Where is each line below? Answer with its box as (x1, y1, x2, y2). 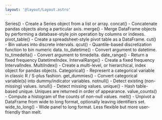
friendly (5, 109, 21, 115)
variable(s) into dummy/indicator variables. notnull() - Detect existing (5, 78, 143, 84)
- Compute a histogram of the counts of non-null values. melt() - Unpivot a (5, 94, 155, 99)
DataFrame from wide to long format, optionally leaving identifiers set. (5, 98, 146, 104)
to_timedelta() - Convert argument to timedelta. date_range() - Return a (5, 52, 148, 58)
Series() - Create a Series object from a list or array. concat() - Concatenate (5, 21, 158, 26)
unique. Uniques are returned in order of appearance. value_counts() (19, 88, 157, 94)
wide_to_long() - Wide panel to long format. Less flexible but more (5, 104, 138, 110)
